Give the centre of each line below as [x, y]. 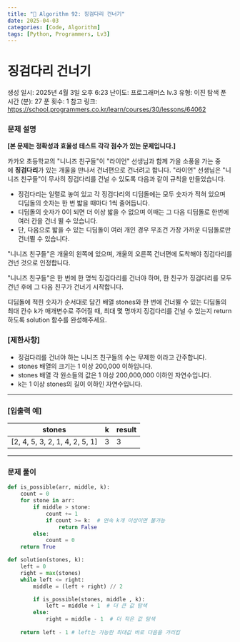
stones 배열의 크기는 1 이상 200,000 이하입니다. [85, 366]
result [126, 430]
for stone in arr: [47, 501]
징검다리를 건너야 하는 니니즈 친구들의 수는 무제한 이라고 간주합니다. [112, 357]
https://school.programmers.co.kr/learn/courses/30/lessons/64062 [107, 109]
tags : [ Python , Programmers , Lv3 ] [59, 34]
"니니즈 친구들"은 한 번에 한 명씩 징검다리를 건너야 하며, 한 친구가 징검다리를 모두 [120, 278]
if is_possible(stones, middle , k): [89, 599]
